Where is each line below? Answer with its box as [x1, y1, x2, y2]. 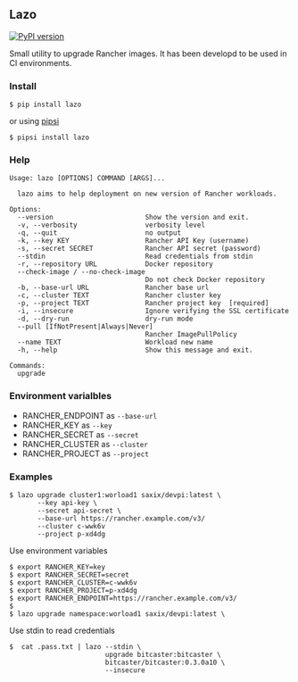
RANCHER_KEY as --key [21, 420, 113, 430]
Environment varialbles [9, 390, 112, 403]
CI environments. [9, 57, 72, 68]
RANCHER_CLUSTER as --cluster [21, 438, 149, 449]
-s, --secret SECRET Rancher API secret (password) [17, 245, 261, 254]
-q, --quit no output [17, 229, 181, 237]
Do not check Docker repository [145, 276, 266, 285]
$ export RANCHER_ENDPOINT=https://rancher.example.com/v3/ [9, 594, 238, 603]
